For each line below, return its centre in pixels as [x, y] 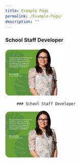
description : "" [22, 21]
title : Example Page [27, 11]
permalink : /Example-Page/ [34, 16]
